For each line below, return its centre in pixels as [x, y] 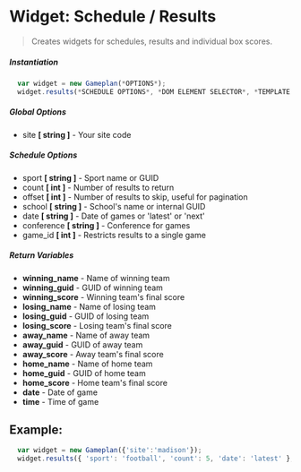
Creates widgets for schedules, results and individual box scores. [152, 41]
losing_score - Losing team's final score [97, 325]
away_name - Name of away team [86, 335]
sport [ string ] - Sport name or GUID [90, 177]
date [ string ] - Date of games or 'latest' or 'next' [113, 216]
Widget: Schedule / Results [113, 17]
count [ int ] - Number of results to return [98, 187]
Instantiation [34, 62]
